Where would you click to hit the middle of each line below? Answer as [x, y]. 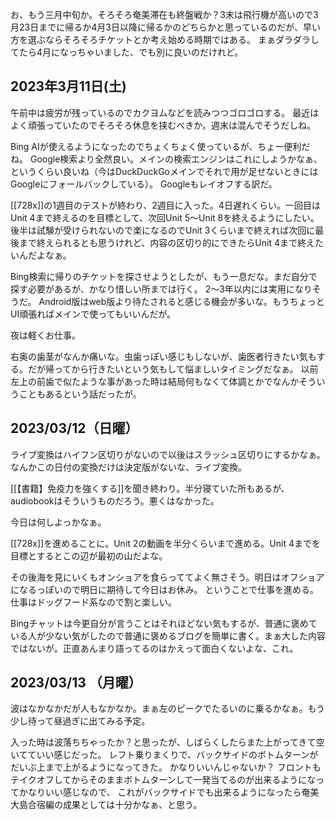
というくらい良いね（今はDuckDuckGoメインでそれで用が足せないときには [164, 171]
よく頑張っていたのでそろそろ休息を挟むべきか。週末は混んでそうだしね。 [163, 125]
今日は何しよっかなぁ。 [58, 522]
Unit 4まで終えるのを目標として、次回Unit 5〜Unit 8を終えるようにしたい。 [165, 217]
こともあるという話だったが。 [80, 394]
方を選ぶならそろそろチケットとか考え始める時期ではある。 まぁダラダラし [165, 39]
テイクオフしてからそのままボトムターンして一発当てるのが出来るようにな [163, 780]
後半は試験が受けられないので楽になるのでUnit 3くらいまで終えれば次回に [163, 230]
